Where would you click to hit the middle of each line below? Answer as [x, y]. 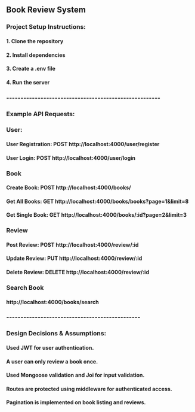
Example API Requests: [41, 114]
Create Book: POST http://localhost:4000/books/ [69, 187]
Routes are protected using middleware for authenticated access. [89, 389]
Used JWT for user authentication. [50, 348]
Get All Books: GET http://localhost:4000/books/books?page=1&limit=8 [97, 201]
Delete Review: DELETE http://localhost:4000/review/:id [78, 272]
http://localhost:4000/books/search [53, 302]
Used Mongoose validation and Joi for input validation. [75, 375]
